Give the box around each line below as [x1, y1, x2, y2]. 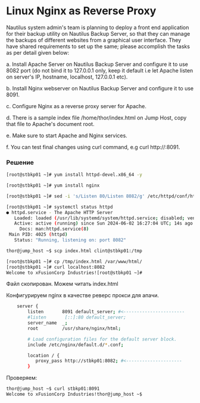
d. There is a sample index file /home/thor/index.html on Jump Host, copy [6, 114, 187, 121]
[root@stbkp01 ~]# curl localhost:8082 [6, 264, 105, 270]
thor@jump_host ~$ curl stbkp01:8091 [6, 386, 100, 392]
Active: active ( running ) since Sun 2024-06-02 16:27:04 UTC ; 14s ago [14, 221, 193, 226]
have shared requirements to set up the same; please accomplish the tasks [6, 43, 190, 50]
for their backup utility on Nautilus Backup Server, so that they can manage [6, 30, 190, 37]
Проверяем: [6, 374, 37, 382]
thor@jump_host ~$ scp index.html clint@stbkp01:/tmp [6, 248, 143, 254]
